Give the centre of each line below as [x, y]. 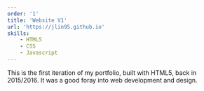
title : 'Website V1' [38, 20]
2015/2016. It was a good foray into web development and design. [102, 80]
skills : [19, 33]
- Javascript [39, 53]
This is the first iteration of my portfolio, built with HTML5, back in [102, 72]
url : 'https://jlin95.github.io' [56, 27]
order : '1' [23, 14]
